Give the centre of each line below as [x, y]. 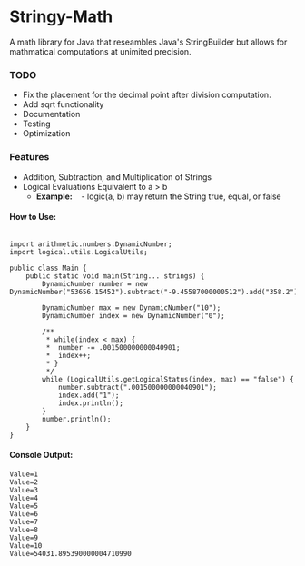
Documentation [51, 114]
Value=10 [26, 546]
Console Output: [41, 455]
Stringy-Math [61, 17]
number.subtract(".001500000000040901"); [138, 387]
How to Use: [33, 217]
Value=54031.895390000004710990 [70, 553]
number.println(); [77, 419]
